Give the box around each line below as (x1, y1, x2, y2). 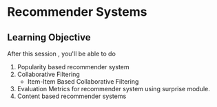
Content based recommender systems (17, 92, 127, 100)
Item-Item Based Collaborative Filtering (27, 78, 139, 86)
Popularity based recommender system (17, 63, 130, 71)
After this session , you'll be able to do (7, 49, 116, 58)
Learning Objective (7, 32, 91, 43)
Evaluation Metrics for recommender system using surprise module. (17, 85, 210, 93)
